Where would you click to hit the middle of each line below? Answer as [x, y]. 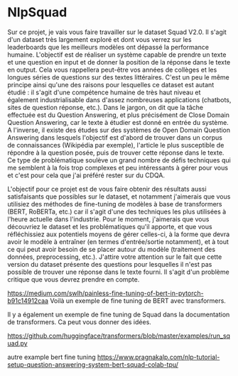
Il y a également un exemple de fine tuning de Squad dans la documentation [119, 314]
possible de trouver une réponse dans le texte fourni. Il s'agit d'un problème [118, 272]
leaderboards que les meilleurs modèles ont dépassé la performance [108, 47]
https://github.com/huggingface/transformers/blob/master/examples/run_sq [119, 336]
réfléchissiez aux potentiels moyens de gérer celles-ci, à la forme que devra [119, 234]
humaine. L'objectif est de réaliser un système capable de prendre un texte [117, 55]
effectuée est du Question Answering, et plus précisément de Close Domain [118, 115]
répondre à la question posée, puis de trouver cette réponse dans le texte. [116, 153]
